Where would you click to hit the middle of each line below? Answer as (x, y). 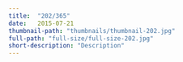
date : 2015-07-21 (41, 23)
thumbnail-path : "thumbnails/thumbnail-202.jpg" (92, 31)
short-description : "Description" (67, 46)
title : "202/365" (39, 16)
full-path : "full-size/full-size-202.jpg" (81, 38)
